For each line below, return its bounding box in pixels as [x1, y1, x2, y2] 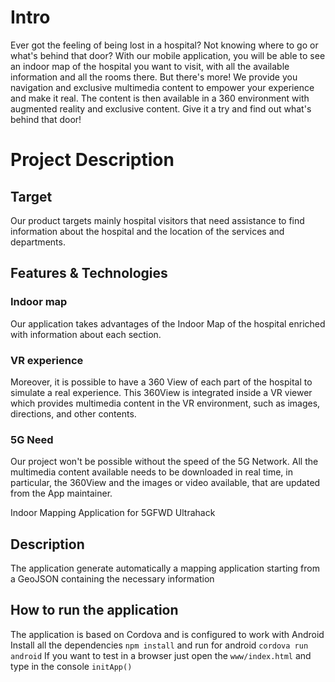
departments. [10, 236, 66, 248]
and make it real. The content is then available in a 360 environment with [10, 92, 310, 104]
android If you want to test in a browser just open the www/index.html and [10, 649, 312, 661]
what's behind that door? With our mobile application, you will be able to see [10, 49, 326, 61]
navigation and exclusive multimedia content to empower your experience [10, 81, 315, 93]
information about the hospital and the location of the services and [10, 225, 285, 237]
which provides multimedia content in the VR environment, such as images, [10, 397, 321, 409]
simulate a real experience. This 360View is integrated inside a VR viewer [10, 386, 313, 398]
